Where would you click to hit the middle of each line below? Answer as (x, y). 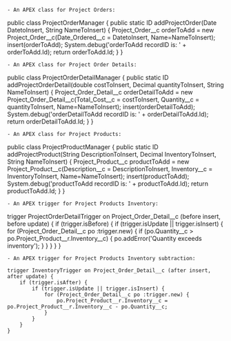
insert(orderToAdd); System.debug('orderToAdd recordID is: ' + (97, 45)
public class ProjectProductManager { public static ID (83, 147)
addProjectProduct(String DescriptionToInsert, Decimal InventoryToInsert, (112, 154)
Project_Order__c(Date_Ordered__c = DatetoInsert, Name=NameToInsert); (111, 37)
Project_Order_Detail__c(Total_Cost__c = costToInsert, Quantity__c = (103, 99)
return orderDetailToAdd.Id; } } (51, 121)
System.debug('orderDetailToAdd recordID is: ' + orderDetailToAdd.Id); (108, 114)
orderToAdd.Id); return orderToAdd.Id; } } (65, 52)
